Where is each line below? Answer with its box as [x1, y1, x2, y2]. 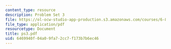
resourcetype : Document [5, 27, 56, 32]
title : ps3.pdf [5, 31, 38, 36]
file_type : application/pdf [5, 21, 65, 27]
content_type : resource [5, 7, 56, 13]
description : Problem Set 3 [5, 12, 65, 17]
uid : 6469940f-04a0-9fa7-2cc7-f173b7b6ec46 [5, 36, 99, 41]
